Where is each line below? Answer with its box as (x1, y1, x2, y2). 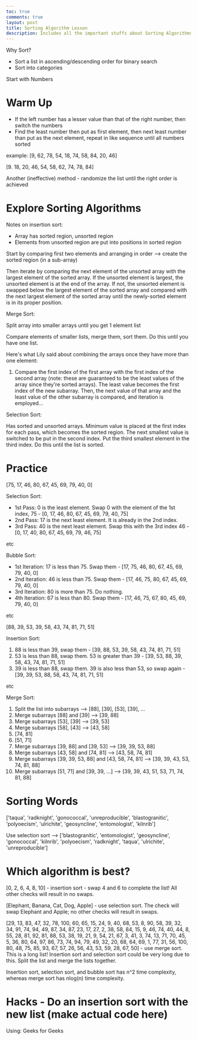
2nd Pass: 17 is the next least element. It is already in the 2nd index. (14, 516, 178, 523)
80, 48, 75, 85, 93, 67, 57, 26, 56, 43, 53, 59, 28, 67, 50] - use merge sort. (6, 944, 183, 951)
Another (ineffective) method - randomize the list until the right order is (6, 175, 178, 182)
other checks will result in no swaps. (6, 890, 94, 897)
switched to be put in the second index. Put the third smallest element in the (6, 435, 189, 442)
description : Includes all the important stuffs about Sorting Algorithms (6, 31, 193, 36)
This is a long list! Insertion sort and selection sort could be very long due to (6, 951, 190, 958)
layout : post (6, 19, 38, 25)
